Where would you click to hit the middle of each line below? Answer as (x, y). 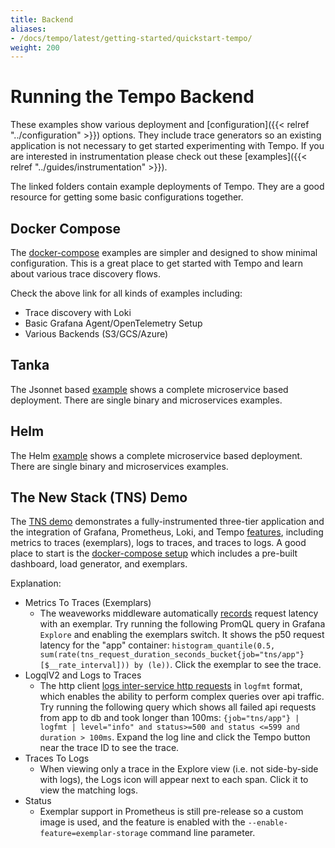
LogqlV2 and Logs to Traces (83, 675)
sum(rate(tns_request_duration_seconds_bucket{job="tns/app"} (172, 655)
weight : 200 (35, 47)
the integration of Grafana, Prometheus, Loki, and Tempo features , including (167, 532)
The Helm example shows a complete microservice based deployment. (156, 455)
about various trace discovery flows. (86, 274)
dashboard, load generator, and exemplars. (99, 564)
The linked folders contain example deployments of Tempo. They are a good (167, 187)
